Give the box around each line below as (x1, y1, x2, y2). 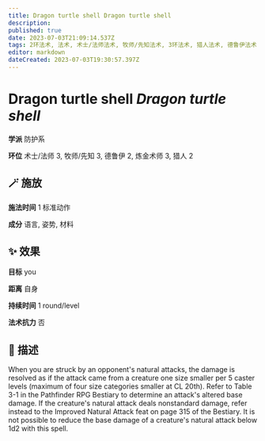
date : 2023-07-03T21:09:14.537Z (8, 33, 115, 42)
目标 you (8, 267, 37, 277)
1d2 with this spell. (8, 424, 69, 433)
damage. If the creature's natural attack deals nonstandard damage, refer (8, 398, 248, 408)
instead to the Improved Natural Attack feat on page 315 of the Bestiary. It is (8, 407, 256, 416)
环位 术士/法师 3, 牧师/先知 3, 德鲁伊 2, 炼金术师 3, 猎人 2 (8, 151, 194, 160)
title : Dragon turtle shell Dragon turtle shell (8, 11, 172, 20)
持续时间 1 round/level (8, 301, 80, 310)
